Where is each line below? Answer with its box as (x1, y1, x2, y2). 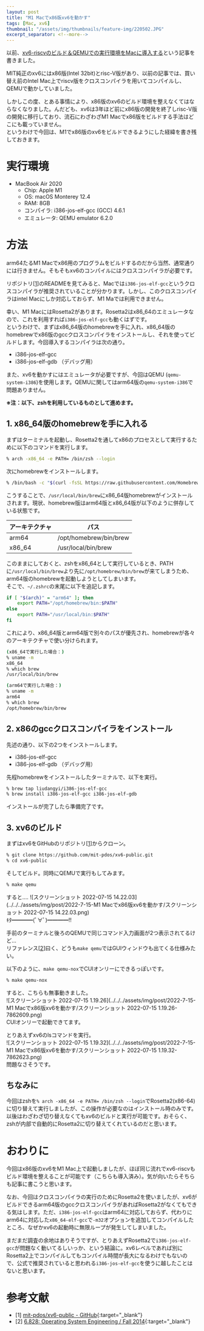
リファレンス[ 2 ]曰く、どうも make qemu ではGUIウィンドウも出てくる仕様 (6, 944, 185, 951)
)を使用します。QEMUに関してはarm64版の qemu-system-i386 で (36, 378, 193, 386)
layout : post (6, 9, 39, 15)
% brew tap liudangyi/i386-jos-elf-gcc (6, 786, 107, 792)
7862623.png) (6, 1053, 42, 1060)
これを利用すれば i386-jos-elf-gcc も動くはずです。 (22, 316, 151, 323)
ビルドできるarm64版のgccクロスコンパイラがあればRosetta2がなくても (6, 1201, 187, 1209)
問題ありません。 (6, 386, 49, 393)
